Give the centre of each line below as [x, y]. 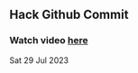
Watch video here [49, 41]
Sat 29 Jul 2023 [39, 60]
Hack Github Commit [69, 15]
